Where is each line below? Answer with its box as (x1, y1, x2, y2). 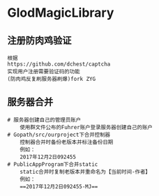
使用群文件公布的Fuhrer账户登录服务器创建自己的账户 (20, 123, 153, 130)
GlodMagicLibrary (7, 5, 114, 21)
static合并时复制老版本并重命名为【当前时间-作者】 (20, 168, 151, 175)
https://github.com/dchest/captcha (7, 61, 111, 68)
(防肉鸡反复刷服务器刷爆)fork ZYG (7, 75, 96, 82)
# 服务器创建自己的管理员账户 (7, 116, 82, 123)
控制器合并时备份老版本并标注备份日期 (20, 138, 114, 146)
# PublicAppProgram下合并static (7, 160, 98, 168)
